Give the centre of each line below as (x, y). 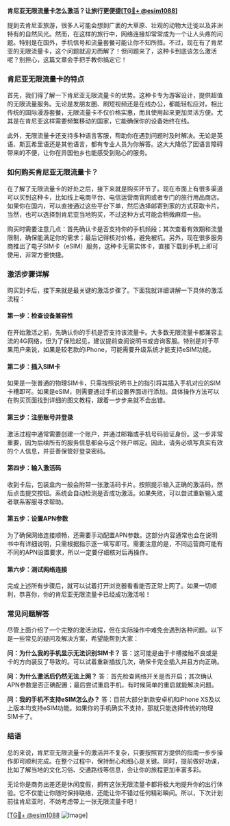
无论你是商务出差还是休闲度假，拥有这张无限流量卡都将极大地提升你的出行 (112, 784)
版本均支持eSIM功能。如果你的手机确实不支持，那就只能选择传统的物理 (113, 708)
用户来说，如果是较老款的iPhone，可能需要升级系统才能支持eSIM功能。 (114, 350)
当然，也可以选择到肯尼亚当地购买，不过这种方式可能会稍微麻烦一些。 (106, 214)
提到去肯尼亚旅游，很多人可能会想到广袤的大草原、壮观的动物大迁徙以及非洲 (115, 25)
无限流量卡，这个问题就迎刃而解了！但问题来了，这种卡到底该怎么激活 (118, 51)
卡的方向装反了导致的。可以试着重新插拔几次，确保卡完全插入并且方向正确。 (115, 662)
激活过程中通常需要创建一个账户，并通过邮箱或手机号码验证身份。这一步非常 (115, 434)
